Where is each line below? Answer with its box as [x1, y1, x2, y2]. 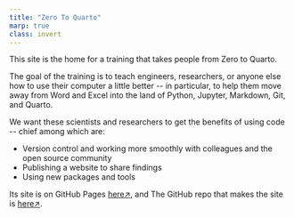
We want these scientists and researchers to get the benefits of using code [9, 117, 285, 127]
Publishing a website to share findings [21, 162, 162, 173]
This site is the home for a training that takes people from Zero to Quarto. [9, 54, 278, 65]
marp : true [9, 21, 50, 30]
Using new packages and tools [21, 172, 136, 182]
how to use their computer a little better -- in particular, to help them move [9, 81, 282, 92]
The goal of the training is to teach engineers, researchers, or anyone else [9, 71, 282, 82]
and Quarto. [9, 100, 53, 110]
